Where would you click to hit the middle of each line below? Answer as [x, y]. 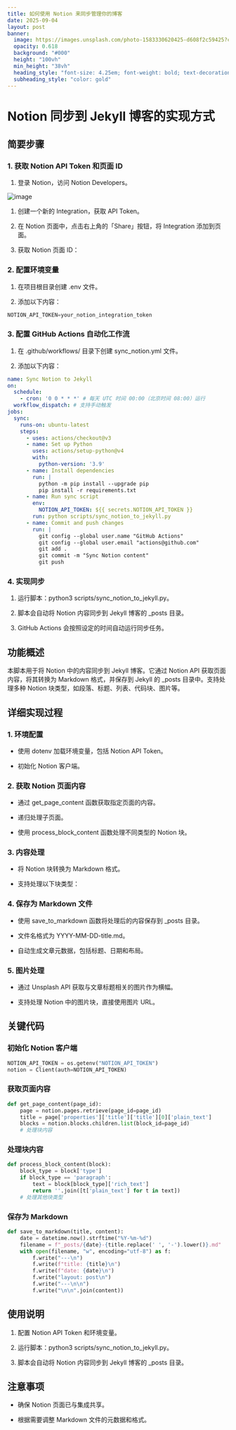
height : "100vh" [37, 60]
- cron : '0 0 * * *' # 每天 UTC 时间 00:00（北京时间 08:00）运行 [113, 399]
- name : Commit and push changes [75, 523]
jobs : [15, 412]
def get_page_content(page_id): [54, 1104]
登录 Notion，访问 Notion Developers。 [74, 183]
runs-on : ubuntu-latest [55, 425]
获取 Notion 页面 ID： [48, 250]
